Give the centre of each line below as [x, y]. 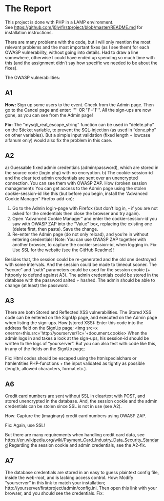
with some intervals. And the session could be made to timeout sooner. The [81, 264]
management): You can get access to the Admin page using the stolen [76, 188]
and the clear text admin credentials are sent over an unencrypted [72, 178]
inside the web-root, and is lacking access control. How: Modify [69, 477]
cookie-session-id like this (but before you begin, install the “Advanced [76, 193]
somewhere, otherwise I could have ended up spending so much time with [80, 57]
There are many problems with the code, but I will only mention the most [78, 42]
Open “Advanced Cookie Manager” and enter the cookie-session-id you [84, 218]
